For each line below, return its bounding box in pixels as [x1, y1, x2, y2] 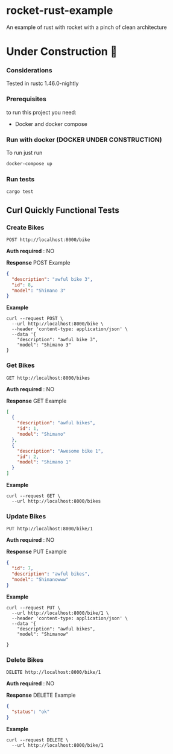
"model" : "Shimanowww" [11, 576, 69, 582]
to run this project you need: [6, 108, 77, 116]
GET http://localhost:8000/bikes [6, 375, 90, 381]
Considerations [6, 66, 52, 75]
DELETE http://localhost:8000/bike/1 [6, 670, 101, 676]
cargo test [6, 189, 34, 195]
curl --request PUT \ [6, 605, 61, 611]
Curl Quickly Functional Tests [6, 205, 119, 215]
